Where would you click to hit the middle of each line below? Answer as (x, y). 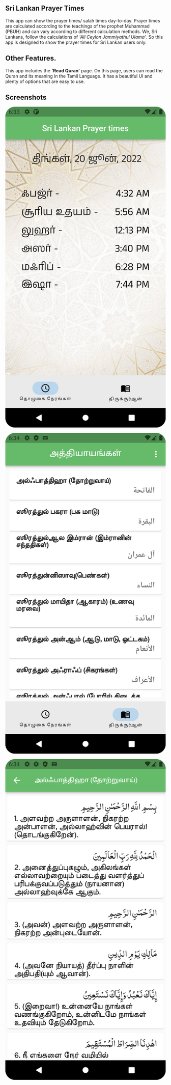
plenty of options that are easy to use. (45, 81)
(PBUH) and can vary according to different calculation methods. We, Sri (81, 31)
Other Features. (31, 58)
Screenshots (26, 98)
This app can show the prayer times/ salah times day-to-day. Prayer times (83, 20)
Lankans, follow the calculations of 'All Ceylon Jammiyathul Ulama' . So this (84, 37)
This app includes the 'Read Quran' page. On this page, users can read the (84, 70)
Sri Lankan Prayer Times (45, 8)
